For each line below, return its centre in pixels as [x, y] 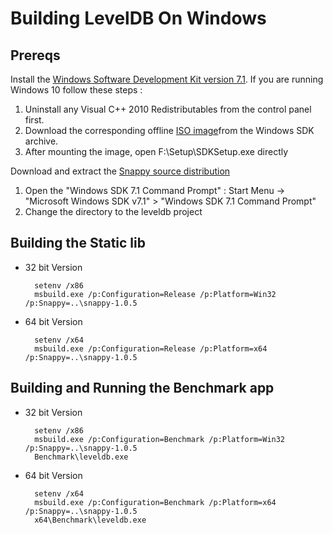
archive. [41, 141]
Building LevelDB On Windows [138, 18]
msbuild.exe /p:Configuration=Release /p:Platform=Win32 [155, 294]
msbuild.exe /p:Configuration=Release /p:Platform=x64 [151, 348]
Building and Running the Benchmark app [142, 388]
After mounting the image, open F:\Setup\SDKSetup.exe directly [156, 151]
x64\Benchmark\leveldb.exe [90, 520]
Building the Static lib [78, 243]
